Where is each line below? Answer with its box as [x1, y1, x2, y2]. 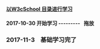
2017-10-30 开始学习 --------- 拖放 [6, 20, 94, 27]
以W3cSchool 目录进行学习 [6, 5, 73, 12]
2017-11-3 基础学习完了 [6, 36, 77, 44]
